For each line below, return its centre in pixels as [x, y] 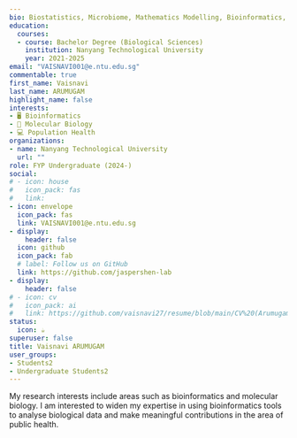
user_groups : [33, 355]
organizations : [37, 141]
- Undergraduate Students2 [59, 371]
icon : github [41, 248]
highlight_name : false [51, 100]
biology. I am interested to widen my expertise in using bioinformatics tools [145, 406]
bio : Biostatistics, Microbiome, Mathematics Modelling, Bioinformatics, [148, 17]
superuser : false [41, 338]
